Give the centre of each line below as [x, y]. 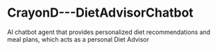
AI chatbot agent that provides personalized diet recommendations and [109, 32]
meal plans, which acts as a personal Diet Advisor [78, 39]
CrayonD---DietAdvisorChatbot [101, 13]
